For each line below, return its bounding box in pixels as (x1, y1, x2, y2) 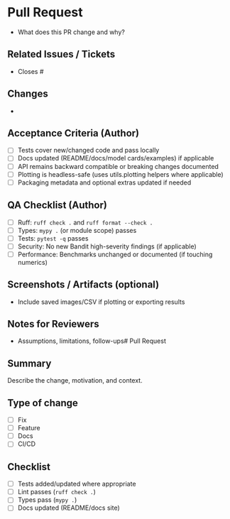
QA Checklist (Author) (7, 200, 108, 212)
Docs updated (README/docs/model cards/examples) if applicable (17, 154, 214, 163)
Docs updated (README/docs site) (17, 503, 121, 512)
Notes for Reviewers (7, 318, 99, 330)
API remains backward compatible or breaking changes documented (17, 162, 219, 170)
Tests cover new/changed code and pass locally (17, 146, 160, 155)
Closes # (17, 67, 44, 75)
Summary (7, 357, 52, 369)
